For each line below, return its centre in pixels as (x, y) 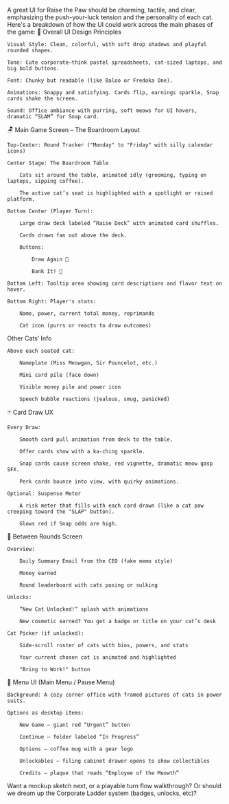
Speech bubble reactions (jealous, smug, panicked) (95, 399)
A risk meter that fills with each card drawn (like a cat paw (112, 506)
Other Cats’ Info (29, 338)
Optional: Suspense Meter (44, 494)
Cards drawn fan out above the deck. (73, 235)
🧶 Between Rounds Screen (45, 536)
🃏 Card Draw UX (30, 412)
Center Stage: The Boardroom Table (58, 163)
